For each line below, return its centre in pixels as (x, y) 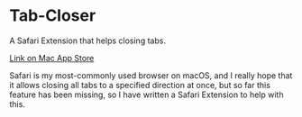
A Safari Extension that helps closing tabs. (88, 40)
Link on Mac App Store (52, 58)
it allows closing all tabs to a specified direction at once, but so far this (140, 85)
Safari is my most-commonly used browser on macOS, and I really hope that (151, 75)
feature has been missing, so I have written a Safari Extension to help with (146, 94)
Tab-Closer (53, 16)
